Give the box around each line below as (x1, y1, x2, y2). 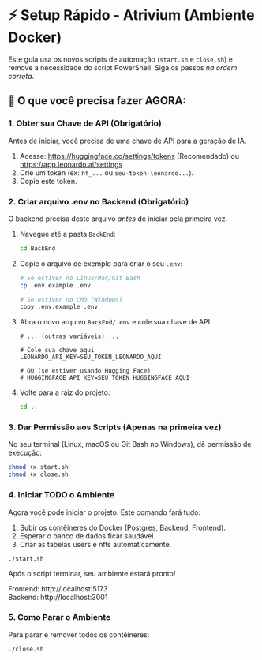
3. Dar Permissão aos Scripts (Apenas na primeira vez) (8, 422, 222, 433)
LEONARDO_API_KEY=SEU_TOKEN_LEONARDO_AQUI (19, 353, 162, 362)
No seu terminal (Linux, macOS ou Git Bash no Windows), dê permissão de (8, 440, 252, 449)
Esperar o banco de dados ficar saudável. (19, 531, 156, 541)
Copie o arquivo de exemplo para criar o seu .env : (19, 258, 183, 268)
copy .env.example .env (19, 303, 99, 311)
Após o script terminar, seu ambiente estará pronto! (8, 568, 176, 578)
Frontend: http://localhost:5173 (8, 583, 108, 593)
